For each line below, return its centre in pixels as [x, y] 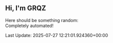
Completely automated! [29, 25]
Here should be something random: [42, 20]
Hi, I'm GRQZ [26, 8]
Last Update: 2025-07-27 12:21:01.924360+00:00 [57, 35]
